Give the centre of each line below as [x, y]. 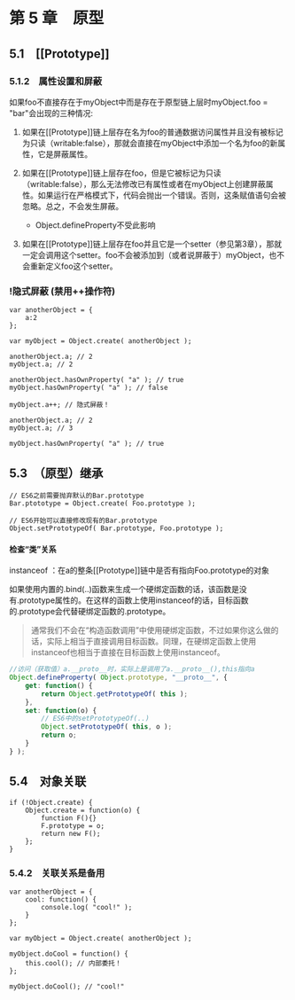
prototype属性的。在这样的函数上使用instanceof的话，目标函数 [134, 600]
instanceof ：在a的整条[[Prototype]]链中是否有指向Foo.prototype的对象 [140, 570]
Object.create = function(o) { [83, 810]
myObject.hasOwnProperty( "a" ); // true [87, 444]
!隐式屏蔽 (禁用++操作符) [62, 291]
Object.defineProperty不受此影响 [96, 225]
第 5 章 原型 [57, 18]
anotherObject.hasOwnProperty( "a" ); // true [97, 380]
